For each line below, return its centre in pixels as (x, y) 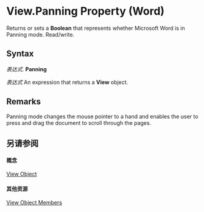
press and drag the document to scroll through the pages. (79, 122)
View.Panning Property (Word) (86, 11)
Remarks (24, 102)
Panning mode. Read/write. (40, 34)
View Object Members (34, 203)
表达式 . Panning (26, 69)
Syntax (20, 54)
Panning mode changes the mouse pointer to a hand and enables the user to (102, 116)
